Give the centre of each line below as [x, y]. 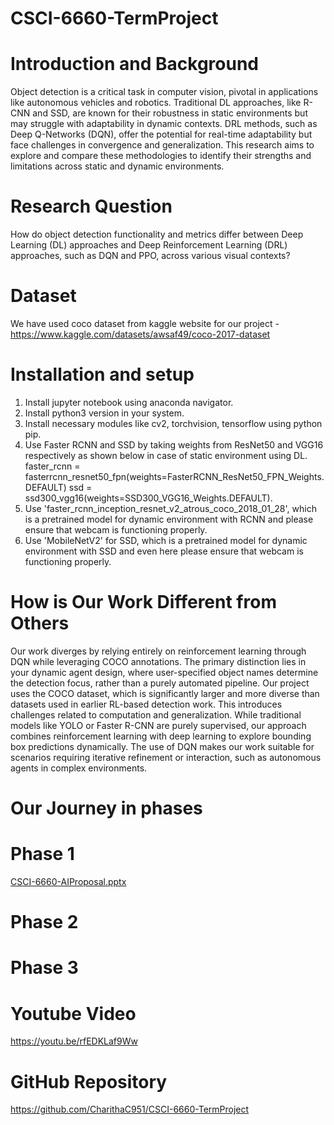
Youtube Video [73, 1013]
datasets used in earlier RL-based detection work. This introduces [146, 704]
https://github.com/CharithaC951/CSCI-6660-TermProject [130, 1109]
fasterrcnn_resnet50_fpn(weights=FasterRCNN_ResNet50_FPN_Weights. [174, 476]
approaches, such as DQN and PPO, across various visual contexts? [150, 256]
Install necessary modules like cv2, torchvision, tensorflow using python [173, 423]
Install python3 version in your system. [104, 413]
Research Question [91, 206]
